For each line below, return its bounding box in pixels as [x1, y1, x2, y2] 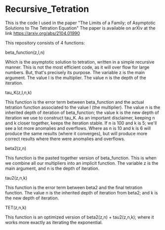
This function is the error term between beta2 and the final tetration [5, 184, 143, 191]
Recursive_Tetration [5, 3, 89, 15]
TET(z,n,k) [5, 204, 27, 210]
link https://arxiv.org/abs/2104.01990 [5, 30, 80, 36]
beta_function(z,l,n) [5, 49, 45, 55]
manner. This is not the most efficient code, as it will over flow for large [5, 64, 150, 70]
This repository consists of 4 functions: [5, 39, 85, 45]
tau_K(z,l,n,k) [5, 89, 32, 95]
